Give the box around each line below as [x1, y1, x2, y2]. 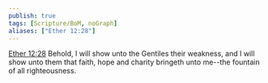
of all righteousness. [8, 66, 77, 76]
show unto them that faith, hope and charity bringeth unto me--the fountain [8, 57, 261, 67]
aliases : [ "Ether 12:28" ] [8, 27, 96, 35]
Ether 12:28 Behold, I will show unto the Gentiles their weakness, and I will [8, 49, 255, 59]
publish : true [8, 11, 57, 20]
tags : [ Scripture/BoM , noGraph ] [8, 19, 117, 27]
